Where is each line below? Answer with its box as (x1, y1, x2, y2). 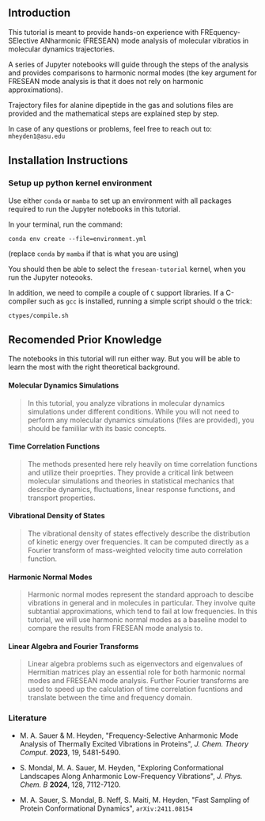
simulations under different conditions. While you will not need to (27, 407, 240, 416)
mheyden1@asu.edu (8, 132, 66, 140)
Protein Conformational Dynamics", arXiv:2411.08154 (19, 804, 193, 813)
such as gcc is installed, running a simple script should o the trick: (38, 296, 252, 306)
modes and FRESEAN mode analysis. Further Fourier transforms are (27, 676, 249, 685)
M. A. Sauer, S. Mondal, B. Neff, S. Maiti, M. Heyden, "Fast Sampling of (19, 795, 250, 804)
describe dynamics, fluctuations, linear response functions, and (27, 484, 236, 494)
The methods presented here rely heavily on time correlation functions (27, 459, 258, 468)
